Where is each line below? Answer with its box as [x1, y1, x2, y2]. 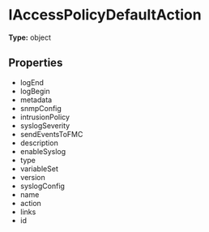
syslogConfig [19, 181, 65, 191]
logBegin [19, 86, 50, 96]
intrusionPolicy [19, 112, 70, 122]
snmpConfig [19, 103, 62, 113]
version [19, 172, 46, 182]
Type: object [8, 32, 51, 42]
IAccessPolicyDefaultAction [8, 6, 202, 24]
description [19, 138, 58, 148]
